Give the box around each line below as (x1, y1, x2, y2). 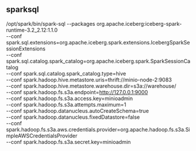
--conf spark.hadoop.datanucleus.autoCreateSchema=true (6, 107, 149, 114)
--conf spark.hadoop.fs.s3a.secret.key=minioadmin (6, 138, 131, 145)
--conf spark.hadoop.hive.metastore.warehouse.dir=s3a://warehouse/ (6, 82, 177, 90)
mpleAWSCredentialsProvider (6, 132, 77, 139)
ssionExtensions (6, 45, 46, 52)
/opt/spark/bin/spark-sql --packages (6, 20, 96, 27)
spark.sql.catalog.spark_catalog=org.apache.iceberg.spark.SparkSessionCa (6, 57, 191, 64)
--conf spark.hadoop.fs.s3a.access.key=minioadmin (6, 95, 133, 102)
